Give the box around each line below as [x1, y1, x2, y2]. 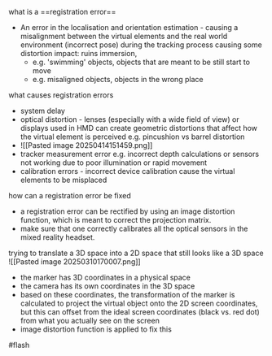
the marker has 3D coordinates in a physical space [20, 272, 191, 282]
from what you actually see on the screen [20, 316, 160, 325]
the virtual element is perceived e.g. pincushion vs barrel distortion [20, 132, 245, 141]
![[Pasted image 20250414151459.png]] [20, 141, 153, 150]
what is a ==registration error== [8, 7, 116, 16]
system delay [20, 106, 65, 115]
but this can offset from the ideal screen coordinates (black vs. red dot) [20, 307, 261, 316]
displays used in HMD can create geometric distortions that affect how [20, 124, 258, 132]
